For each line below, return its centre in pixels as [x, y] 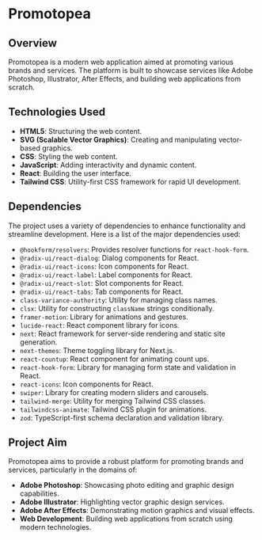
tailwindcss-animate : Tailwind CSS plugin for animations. [113, 409]
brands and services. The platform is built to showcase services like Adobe [131, 70]
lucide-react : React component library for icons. [99, 325]
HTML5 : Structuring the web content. [81, 131]
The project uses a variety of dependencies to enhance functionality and [127, 226]
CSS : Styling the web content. [68, 156]
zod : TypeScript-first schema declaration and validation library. [122, 417]
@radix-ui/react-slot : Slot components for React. [102, 283]
